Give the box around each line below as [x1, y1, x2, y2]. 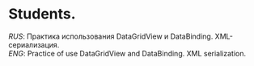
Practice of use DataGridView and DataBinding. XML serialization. [27, 48, 247, 58]
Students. [8, 5, 76, 23]
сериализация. [8, 39, 60, 49]
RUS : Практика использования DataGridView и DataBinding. [8, 31, 214, 41]
